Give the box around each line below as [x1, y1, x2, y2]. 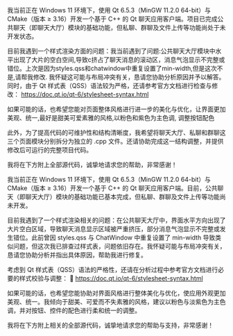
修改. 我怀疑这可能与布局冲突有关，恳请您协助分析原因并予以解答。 [33, 73, 225, 81]
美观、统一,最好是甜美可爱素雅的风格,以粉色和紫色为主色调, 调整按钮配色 [7, 114, 215, 121]
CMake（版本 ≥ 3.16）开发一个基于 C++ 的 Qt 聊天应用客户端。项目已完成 [7, 15, 218, 23]
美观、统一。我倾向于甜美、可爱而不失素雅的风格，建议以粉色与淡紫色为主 [7, 298, 220, 305]
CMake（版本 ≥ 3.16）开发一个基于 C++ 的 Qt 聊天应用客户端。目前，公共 [7, 184, 218, 192]
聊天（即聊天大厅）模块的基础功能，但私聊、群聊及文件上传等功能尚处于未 [12, 24, 226, 31]
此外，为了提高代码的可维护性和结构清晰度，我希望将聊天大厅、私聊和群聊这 [7, 128, 226, 137]
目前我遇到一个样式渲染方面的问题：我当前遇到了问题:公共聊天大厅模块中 [7, 47, 216, 55]
